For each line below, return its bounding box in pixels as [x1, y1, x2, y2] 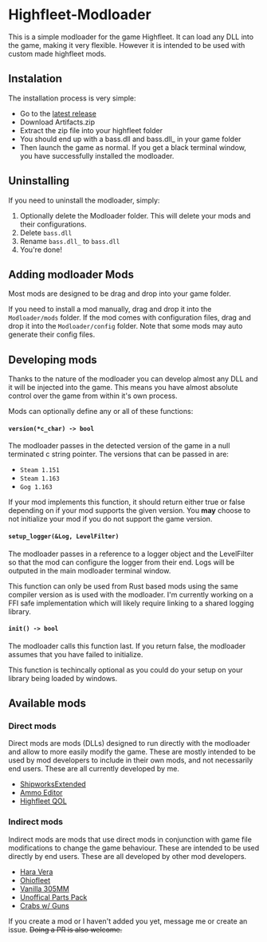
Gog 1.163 [19, 483, 53, 491]
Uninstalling [8, 174, 70, 188]
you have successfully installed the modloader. [19, 151, 175, 160]
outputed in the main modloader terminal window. [8, 566, 171, 575]
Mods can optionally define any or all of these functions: [8, 407, 194, 416]
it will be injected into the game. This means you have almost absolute [8, 383, 238, 392]
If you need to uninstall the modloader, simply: [8, 195, 160, 205]
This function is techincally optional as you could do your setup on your [8, 664, 243, 675]
